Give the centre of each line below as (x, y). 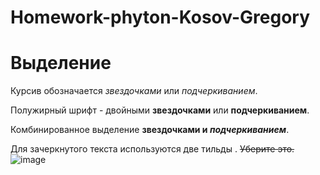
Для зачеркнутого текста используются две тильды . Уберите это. (152, 149)
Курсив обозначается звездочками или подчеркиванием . (134, 91)
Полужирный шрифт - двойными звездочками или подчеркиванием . (160, 110)
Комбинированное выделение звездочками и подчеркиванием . (150, 130)
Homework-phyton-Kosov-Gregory (160, 17)
